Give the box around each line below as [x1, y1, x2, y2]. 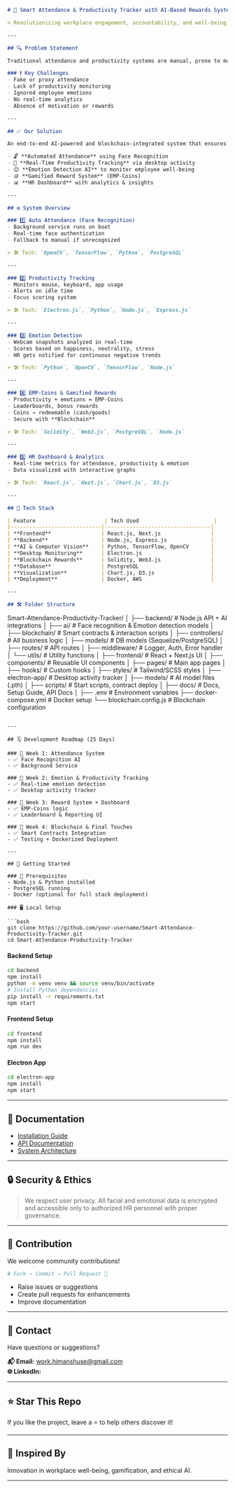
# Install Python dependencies [7, 986, 99, 993]
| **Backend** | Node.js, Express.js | [7, 537, 215, 544]
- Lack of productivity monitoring [7, 83, 111, 90]
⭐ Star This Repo [7, 1395, 82, 1407]
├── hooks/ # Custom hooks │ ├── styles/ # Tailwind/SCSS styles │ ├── [7, 666, 221, 674]
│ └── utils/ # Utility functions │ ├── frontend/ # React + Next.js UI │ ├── [7, 651, 223, 659]
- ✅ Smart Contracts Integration [7, 830, 106, 837]
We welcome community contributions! [7, 1257, 120, 1265]
